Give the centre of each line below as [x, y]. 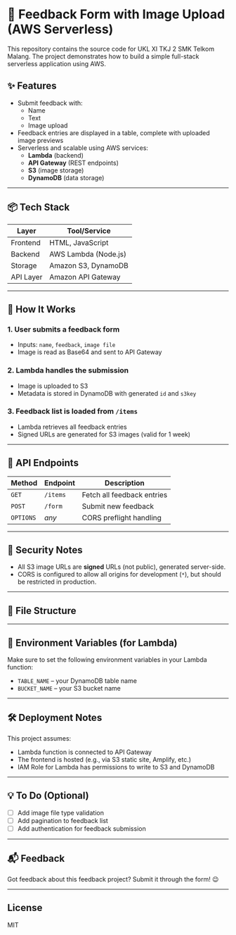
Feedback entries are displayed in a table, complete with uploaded [114, 132]
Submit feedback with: [50, 103]
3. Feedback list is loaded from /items [73, 411]
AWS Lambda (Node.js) [87, 254]
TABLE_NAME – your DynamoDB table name [77, 681]
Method [24, 483]
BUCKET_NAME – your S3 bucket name [69, 689]
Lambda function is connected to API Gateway [85, 752]
